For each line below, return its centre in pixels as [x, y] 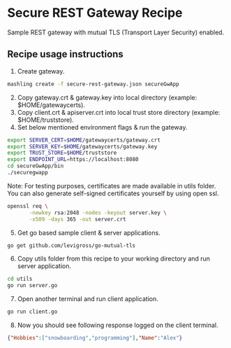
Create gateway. [41, 71]
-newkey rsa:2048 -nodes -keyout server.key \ [98, 213]
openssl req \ [28, 206]
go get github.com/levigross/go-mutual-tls [72, 245]
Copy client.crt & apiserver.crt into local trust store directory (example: [119, 112]
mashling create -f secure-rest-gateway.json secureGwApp [93, 84]
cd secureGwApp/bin [36, 166]
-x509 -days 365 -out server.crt [78, 219]
